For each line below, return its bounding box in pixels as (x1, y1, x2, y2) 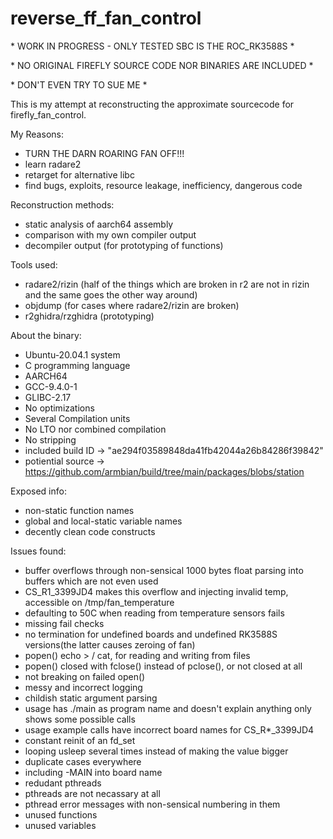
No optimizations (24, 402, 95, 414)
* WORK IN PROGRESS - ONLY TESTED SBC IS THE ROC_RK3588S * (10, 40, 295, 52)
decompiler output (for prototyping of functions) (24, 239, 224, 251)
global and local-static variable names (24, 515, 183, 527)
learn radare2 (24, 158, 82, 170)
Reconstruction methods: (10, 198, 115, 211)
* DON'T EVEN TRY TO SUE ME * (10, 78, 148, 91)
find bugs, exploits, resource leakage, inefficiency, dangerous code (24, 179, 303, 191)
